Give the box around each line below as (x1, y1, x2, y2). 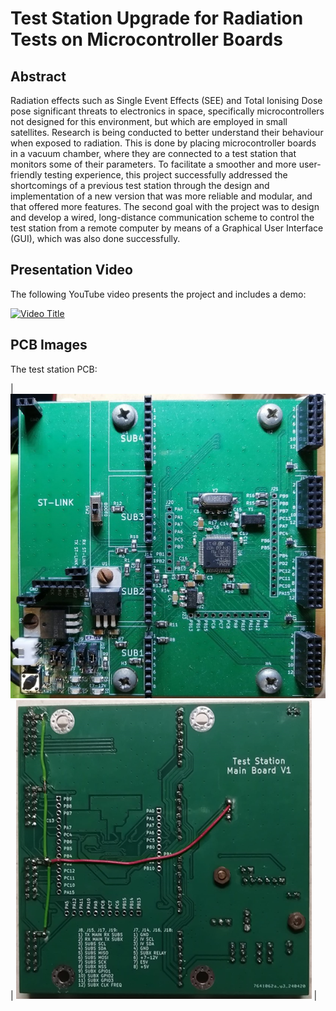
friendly (10, 169, 43, 181)
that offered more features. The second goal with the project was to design (10, 201, 320, 212)
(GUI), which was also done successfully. (10, 233, 181, 244)
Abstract (10, 68, 67, 85)
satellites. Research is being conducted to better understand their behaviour (10, 127, 324, 138)
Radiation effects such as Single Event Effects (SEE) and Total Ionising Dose (10, 95, 323, 106)
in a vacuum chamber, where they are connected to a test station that (10, 148, 297, 159)
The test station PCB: (10, 363, 98, 375)
